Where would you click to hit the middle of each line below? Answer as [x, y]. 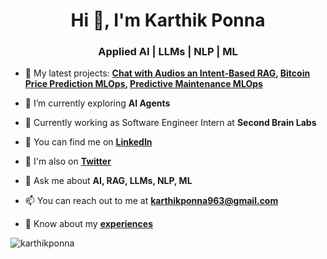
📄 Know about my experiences [89, 224]
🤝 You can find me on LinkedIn [88, 142]
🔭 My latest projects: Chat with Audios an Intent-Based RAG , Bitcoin [167, 73]
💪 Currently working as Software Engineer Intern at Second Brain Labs [170, 123]
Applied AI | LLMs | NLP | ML [168, 52]
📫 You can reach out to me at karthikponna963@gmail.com [151, 201]
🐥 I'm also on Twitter [68, 161]
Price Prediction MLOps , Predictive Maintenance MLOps [143, 84]
